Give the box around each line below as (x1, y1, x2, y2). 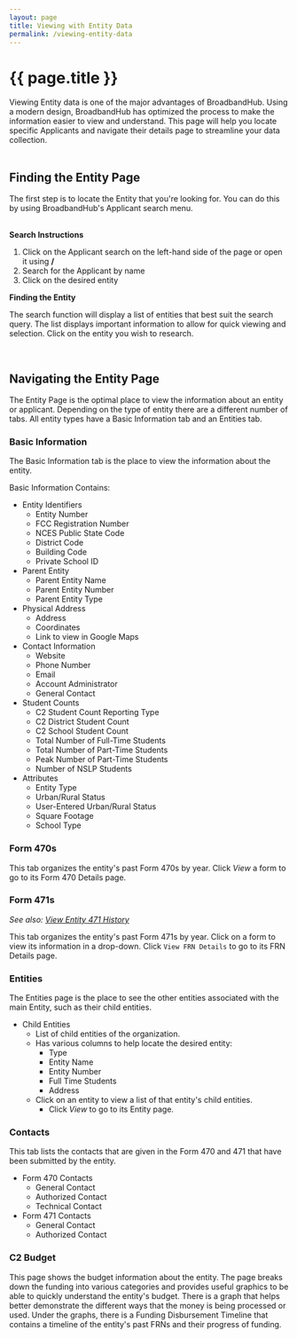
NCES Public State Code (35, 528, 125, 539)
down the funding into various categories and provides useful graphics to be (9, 1281, 289, 1292)
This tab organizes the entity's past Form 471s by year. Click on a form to (9, 931, 277, 941)
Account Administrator (35, 679, 118, 689)
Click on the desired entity (21, 275, 119, 286)
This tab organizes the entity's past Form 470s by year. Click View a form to (9, 862, 286, 873)
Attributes (21, 773, 59, 783)
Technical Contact (35, 1201, 102, 1212)
